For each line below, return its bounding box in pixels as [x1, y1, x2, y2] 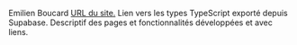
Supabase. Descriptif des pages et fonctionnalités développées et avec [8, 17, 274, 28]
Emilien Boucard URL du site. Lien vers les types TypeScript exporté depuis [8, 8, 289, 18]
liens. [8, 27, 29, 37]
